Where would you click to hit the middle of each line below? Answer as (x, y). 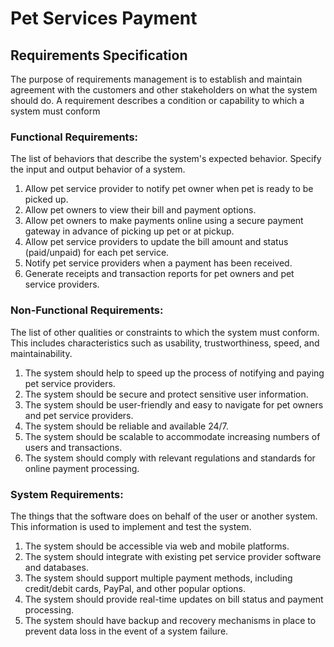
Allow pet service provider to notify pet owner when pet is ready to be (169, 189)
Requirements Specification (99, 55)
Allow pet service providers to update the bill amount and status (156, 242)
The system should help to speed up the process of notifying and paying (174, 373)
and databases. (56, 567)
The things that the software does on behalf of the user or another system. (164, 516)
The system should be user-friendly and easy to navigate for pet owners (174, 404)
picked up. (46, 199)
